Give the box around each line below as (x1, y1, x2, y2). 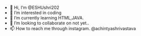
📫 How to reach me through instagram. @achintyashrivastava (9, 26, 136, 31)
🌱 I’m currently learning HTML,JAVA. (9, 15, 84, 20)
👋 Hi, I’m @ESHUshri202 (9, 5, 60, 10)
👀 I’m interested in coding (9, 10, 62, 16)
